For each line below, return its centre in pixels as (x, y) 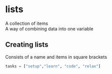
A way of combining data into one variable (49, 28)
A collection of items (27, 23)
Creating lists (27, 45)
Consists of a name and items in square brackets (56, 57)
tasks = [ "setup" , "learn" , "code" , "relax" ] (53, 66)
